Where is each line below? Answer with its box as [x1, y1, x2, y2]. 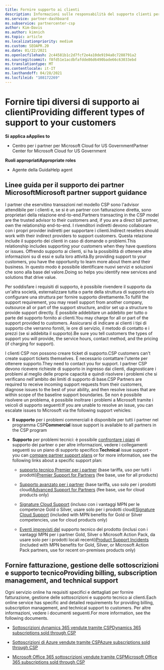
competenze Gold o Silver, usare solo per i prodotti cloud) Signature [19, 506, 155, 512]
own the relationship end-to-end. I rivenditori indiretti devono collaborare [5, 222, 152, 228]
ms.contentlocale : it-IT [5, 66, 56, 71]
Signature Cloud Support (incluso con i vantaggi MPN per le [19, 501, 140, 507]
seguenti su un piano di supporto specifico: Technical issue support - [12, 447, 152, 453]
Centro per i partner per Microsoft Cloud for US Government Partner [12, 143, 148, 148]
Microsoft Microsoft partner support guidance [5, 188, 147, 197]
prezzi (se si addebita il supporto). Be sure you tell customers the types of [5, 330, 153, 336]
